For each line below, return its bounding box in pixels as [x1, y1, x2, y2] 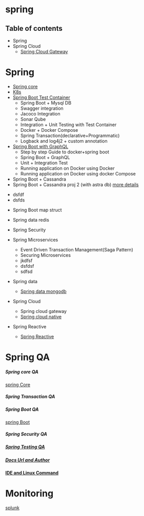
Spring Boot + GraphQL [20, 154, 70, 160]
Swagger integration [20, 105, 64, 111]
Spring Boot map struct [12, 207, 63, 213]
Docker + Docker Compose [20, 127, 78, 133]
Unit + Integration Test [20, 160, 68, 166]
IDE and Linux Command [5, 470, 59, 476]
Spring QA [5, 351, 50, 363]
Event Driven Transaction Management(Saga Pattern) [20, 246, 133, 252]
